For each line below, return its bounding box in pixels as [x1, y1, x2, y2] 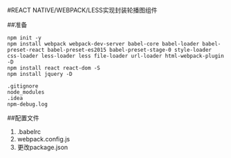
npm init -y [7, 34, 41, 41]
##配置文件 [7, 114, 39, 122]
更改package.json [17, 144, 68, 151]
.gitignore [7, 83, 39, 90]
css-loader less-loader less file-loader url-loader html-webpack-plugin [7, 52, 225, 59]
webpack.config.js [17, 135, 71, 143]
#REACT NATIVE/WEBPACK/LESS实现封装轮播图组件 [7, 6, 158, 14]
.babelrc [17, 128, 41, 136]
